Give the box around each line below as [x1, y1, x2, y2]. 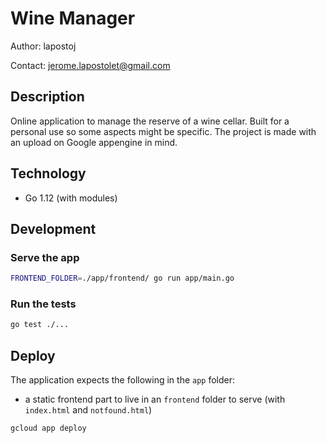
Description [10, 88, 85, 106]
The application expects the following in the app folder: [10, 374, 236, 386]
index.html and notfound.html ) [24, 404, 153, 416]
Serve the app [10, 250, 80, 264]
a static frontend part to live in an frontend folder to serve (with [24, 393, 286, 406]
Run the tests [10, 297, 77, 311]
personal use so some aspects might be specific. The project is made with [10, 125, 317, 137]
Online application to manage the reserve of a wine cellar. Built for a [10, 115, 290, 127]
